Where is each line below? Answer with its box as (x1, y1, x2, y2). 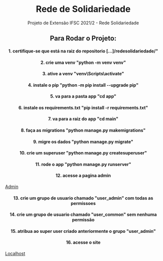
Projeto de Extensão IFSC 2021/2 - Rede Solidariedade (27, 20, 139, 26)
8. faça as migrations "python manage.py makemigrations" (20, 127, 146, 133)
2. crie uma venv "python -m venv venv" (40, 59, 126, 65)
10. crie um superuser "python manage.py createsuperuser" (19, 150, 147, 156)
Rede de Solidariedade (36, 3, 131, 15)
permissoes (71, 200, 96, 206)
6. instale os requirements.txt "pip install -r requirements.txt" (18, 104, 149, 110)
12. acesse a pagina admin (55, 172, 111, 179)
